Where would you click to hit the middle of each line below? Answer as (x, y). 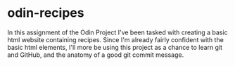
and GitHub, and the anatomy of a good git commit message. (96, 55)
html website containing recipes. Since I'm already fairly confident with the (115, 39)
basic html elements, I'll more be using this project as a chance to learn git (115, 47)
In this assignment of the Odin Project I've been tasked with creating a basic (118, 32)
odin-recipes (46, 13)
